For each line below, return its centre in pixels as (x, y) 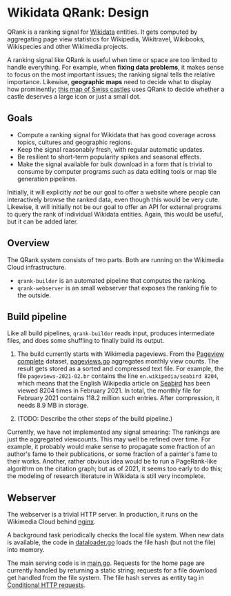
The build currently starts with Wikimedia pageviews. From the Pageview (121, 354)
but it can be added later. (43, 221)
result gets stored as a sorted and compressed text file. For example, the (120, 369)
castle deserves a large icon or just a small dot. (74, 96)
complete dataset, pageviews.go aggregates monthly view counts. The (118, 361)
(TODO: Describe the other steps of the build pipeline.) (95, 419)
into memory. (26, 550)
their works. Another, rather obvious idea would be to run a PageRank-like (112, 461)
